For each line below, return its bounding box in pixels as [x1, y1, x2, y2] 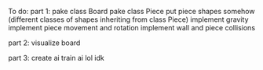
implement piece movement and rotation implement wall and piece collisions [8, 23, 256, 32]
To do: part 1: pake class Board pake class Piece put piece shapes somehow [8, 7, 255, 16]
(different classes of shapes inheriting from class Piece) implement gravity [8, 15, 249, 24]
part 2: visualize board [8, 38, 81, 47]
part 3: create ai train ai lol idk [8, 54, 104, 62]
